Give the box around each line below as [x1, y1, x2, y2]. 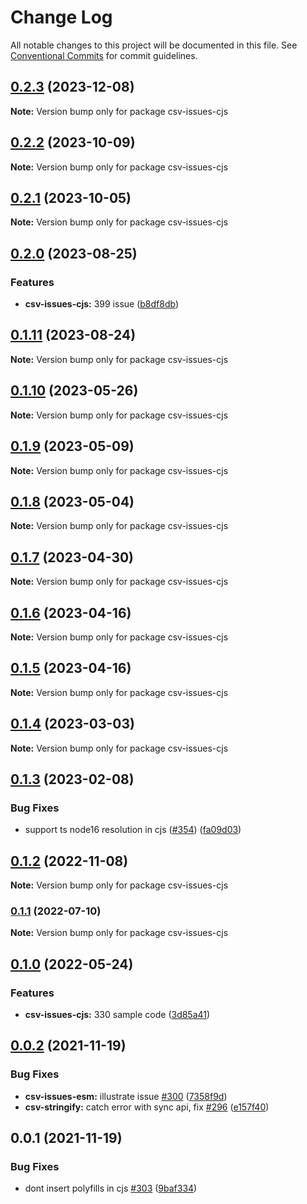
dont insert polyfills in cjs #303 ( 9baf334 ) [24, 1182, 198, 1195]
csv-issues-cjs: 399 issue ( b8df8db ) [24, 298, 180, 310]
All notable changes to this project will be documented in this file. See [10, 39, 298, 51]
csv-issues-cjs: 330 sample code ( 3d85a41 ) [24, 1009, 211, 1021]
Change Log [10, 6, 113, 29]
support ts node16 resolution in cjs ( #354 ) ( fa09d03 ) [24, 824, 242, 836]
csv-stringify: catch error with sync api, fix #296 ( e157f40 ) [24, 1101, 270, 1113]
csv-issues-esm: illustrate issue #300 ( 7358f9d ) [24, 1090, 228, 1102]
